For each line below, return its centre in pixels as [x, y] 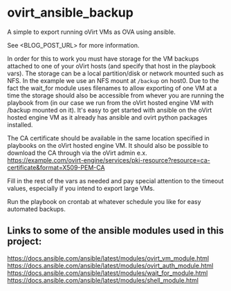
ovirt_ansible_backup [70, 13]
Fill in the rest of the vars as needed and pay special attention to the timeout [115, 180]
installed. [20, 124]
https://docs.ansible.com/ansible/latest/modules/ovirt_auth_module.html [110, 265]
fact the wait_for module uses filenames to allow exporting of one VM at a [112, 88]
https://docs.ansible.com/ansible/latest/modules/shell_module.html [103, 280]
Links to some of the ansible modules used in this [115, 231]
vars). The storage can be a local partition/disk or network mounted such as [115, 73]
